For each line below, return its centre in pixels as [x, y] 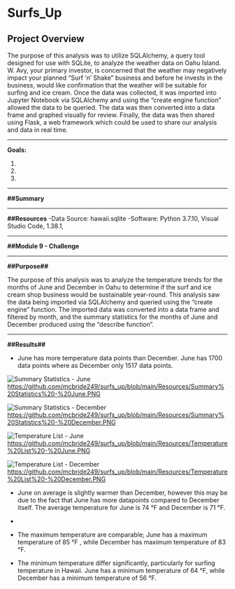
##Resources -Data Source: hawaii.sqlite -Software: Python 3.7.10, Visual [113, 219]
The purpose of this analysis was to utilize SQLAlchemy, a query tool [106, 55]
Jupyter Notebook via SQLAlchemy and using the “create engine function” [114, 100]
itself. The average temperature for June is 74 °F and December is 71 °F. [121, 508]
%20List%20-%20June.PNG [49, 450]
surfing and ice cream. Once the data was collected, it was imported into [112, 93]
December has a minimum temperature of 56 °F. [87, 578]
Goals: [17, 150]
